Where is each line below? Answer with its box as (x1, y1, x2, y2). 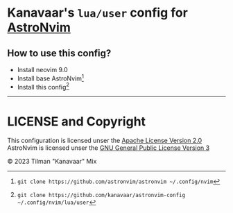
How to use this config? (7, 47, 112, 59)
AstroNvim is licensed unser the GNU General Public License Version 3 (7, 144, 210, 152)
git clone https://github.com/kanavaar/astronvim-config (17, 192, 186, 199)
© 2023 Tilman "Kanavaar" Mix (7, 157, 97, 166)
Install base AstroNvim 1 (17, 73, 85, 83)
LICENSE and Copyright (7, 113, 146, 129)
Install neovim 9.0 (17, 66, 68, 74)
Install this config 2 (17, 81, 69, 91)
